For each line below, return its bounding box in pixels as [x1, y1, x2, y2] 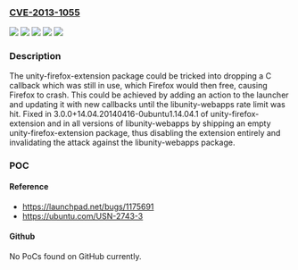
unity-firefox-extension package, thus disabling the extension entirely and [9, 127, 281, 138]
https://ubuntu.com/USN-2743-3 [21, 210, 144, 221]
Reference [9, 181, 49, 192]
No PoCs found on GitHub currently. [9, 250, 142, 261]
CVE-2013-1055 [9, 6, 80, 19]
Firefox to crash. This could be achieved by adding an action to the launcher [9, 89, 289, 100]
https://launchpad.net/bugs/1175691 [21, 201, 154, 212]
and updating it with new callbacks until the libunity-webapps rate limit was [9, 98, 286, 109]
